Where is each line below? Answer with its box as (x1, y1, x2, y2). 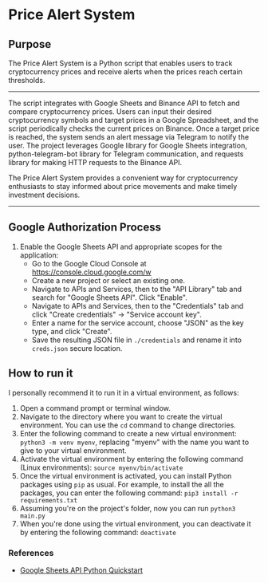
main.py (19, 512, 45, 520)
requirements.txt (19, 496, 78, 504)
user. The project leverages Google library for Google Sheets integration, (8, 141, 247, 150)
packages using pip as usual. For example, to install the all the (19, 479, 225, 489)
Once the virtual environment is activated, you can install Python (19, 471, 232, 480)
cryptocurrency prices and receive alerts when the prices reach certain (8, 67, 243, 77)
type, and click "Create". (31, 326, 112, 336)
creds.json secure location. (31, 343, 123, 353)
